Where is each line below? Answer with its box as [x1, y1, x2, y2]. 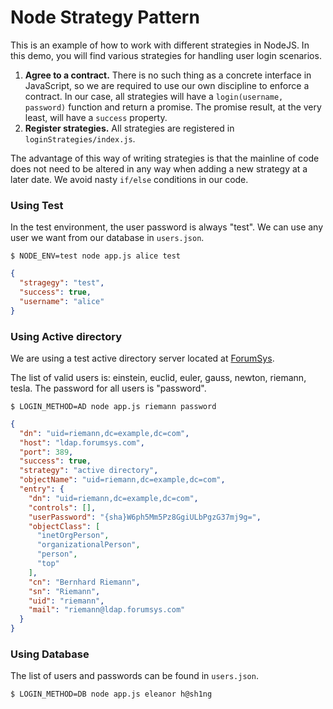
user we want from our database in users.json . [10, 232, 205, 244]
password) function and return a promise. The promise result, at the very [24, 101, 322, 113]
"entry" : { [19, 484, 65, 495]
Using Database [10, 647, 90, 661]
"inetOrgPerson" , [36, 531, 110, 541]
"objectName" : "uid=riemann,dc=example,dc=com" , [19, 475, 226, 485]
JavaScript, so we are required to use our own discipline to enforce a [24, 79, 310, 91]
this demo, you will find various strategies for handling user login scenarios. [10, 49, 322, 61]
